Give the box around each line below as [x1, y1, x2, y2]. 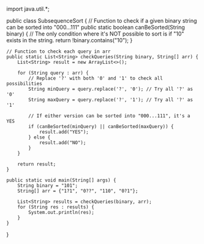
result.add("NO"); [39, 140, 86, 146]
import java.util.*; [6, 6, 50, 12]
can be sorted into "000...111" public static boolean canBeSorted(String [6, 24, 185, 31]
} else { [28, 134, 51, 140]
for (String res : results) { [17, 204, 95, 210]
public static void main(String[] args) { [6, 177, 116, 183]
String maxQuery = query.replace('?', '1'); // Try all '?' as [28, 97, 193, 103]
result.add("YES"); [39, 129, 89, 135]
